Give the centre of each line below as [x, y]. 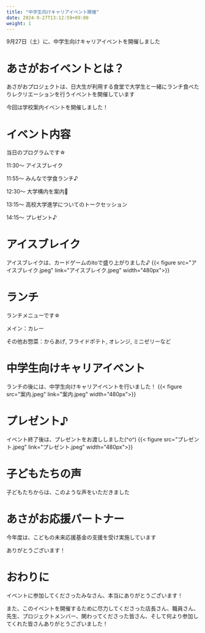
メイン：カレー [25, 329]
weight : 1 [19, 23]
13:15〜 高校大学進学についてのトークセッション [67, 204]
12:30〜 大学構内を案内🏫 [37, 192]
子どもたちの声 [44, 474]
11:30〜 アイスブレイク [35, 165]
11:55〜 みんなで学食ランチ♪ [42, 179]
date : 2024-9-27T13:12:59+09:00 [47, 18]
